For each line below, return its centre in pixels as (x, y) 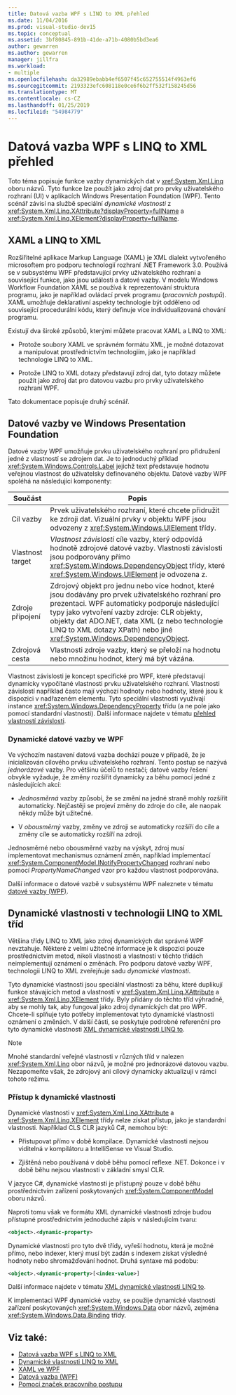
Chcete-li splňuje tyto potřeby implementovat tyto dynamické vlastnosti (111, 1014)
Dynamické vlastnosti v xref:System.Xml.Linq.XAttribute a (91, 1112)
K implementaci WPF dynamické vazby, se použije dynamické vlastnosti (112, 1300)
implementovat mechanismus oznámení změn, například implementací (109, 855)
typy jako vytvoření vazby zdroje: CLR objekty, (126, 612)
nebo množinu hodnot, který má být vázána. (122, 659)
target (21, 562)
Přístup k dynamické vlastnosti (62, 1097)
